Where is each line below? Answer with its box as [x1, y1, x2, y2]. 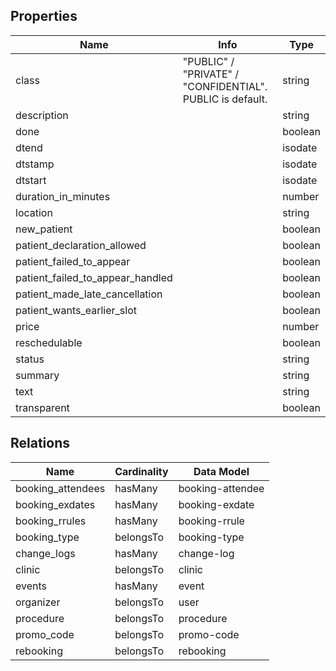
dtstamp [15, 157, 55, 171]
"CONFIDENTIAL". [182, 79, 268, 93]
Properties [10, 8, 78, 25]
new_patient [15, 222, 73, 236]
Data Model [193, 464, 250, 478]
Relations [10, 435, 71, 452]
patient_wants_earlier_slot [15, 303, 137, 317]
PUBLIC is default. [182, 92, 268, 106]
